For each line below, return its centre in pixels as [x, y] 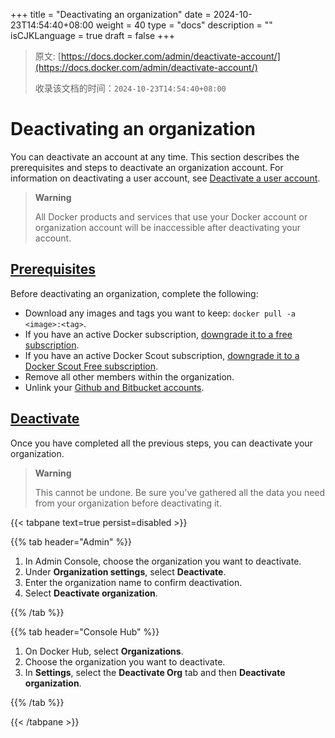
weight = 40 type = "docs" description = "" [184, 25]
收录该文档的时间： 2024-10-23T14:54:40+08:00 [130, 88]
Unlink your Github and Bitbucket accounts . [114, 387]
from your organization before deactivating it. [128, 503]
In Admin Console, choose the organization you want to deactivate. [163, 561]
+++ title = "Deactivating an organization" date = [111, 14]
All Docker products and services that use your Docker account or [171, 216]
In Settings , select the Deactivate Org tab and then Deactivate [155, 672]
